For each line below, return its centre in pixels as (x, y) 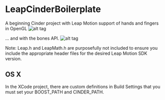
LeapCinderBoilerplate (53, 9)
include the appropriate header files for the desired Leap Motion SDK (76, 53)
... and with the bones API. (32, 38)
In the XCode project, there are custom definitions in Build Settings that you (83, 86)
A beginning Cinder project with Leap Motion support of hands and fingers (82, 23)
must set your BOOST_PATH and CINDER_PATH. (54, 92)
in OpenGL (16, 28)
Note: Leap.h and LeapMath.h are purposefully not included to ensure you (81, 48)
